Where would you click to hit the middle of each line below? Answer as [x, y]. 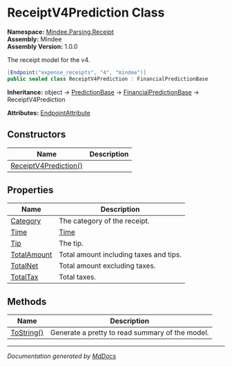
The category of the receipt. [104, 221]
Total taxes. [77, 277]
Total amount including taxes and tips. [120, 255]
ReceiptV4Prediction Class [86, 13]
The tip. [71, 244]
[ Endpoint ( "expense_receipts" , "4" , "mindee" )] [77, 72]
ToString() [27, 333]
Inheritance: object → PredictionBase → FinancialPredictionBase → [103, 92]
